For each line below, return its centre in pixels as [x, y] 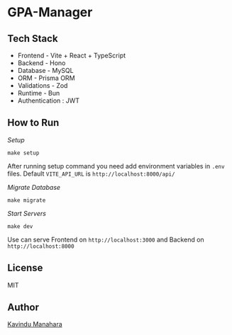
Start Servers [27, 213]
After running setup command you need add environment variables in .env [116, 166]
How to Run [33, 123]
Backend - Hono [42, 63]
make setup [23, 153]
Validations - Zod [43, 85]
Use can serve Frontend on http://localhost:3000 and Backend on [106, 239]
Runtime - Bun [39, 93]
